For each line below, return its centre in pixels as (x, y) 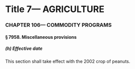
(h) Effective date (24, 48)
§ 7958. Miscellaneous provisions (41, 37)
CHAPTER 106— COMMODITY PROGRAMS (58, 25)
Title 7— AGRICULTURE (55, 9)
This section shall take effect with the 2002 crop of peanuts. (68, 61)
